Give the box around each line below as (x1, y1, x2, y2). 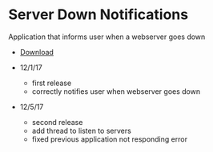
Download (19, 47, 54, 57)
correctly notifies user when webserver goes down (31, 86, 201, 96)
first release (31, 78, 72, 88)
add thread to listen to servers (31, 126, 132, 135)
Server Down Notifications (8, 6, 189, 24)
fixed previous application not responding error (31, 134, 188, 144)
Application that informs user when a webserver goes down (8, 32, 206, 41)
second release (31, 117, 83, 127)
